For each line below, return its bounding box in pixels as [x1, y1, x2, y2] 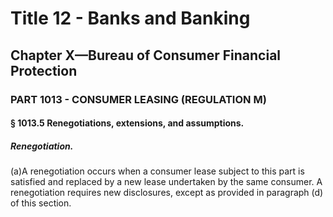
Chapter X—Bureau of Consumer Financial [10, 47, 282, 64]
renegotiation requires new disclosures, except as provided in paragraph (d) [10, 187, 324, 199]
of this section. [10, 197, 72, 209]
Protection [10, 62, 78, 79]
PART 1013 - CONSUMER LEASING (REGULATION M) [10, 92, 267, 106]
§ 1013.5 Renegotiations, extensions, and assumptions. [10, 117, 245, 129]
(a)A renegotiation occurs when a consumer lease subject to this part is [10, 165, 305, 177]
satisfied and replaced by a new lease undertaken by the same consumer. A [10, 176, 323, 188]
